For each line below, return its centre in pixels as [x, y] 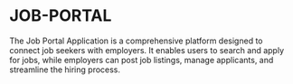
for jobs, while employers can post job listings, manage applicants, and [142, 60]
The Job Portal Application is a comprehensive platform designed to [136, 41]
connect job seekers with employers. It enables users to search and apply [147, 50]
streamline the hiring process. [65, 70]
